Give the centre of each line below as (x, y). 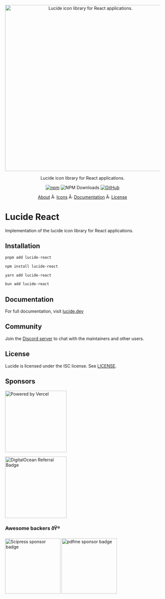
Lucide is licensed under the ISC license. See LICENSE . (61, 366)
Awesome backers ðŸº (33, 528)
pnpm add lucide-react (28, 257)
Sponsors (20, 381)
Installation (23, 246)
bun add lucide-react (27, 284)
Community (24, 327)
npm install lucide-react (31, 266)
